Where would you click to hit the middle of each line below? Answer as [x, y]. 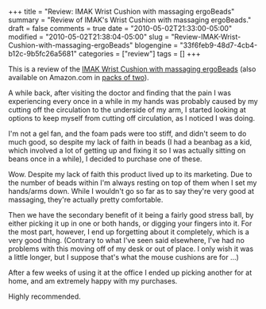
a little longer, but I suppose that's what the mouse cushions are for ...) [124, 257]
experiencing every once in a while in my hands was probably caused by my [133, 101]
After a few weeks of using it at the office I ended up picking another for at [130, 272]
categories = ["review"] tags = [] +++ [139, 54]
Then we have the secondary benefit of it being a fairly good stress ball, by [131, 215]
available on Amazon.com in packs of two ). [79, 77]
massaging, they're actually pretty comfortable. [86, 199]
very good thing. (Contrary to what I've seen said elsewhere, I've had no [126, 240]
